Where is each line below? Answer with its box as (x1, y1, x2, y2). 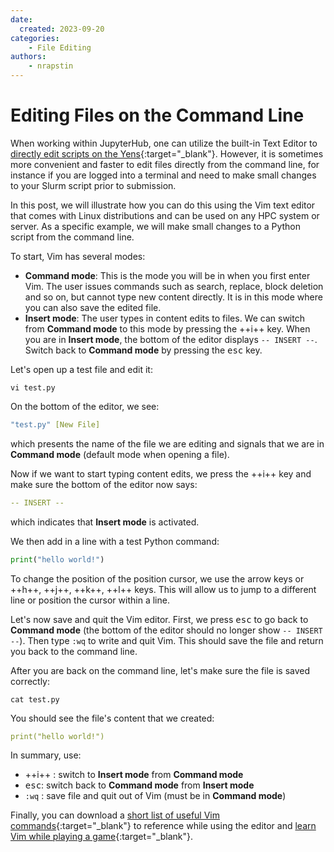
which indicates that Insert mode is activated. (10, 516, 200, 528)
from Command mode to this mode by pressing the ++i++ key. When (24, 322, 311, 335)
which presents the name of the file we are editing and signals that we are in (10, 437, 325, 450)
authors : (10, 52, 47, 62)
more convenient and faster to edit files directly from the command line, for (10, 158, 320, 170)
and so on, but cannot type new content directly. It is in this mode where (24, 291, 323, 303)
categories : (10, 33, 60, 43)
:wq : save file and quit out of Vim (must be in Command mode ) (24, 790, 287, 802)
